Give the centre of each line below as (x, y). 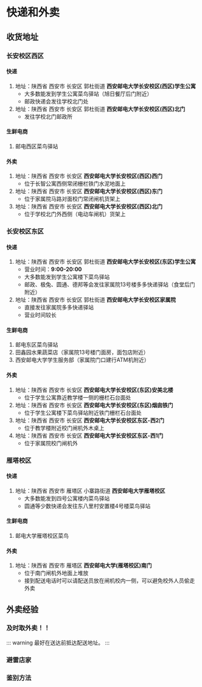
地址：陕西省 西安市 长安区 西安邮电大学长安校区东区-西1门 (89, 435)
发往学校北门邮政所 (48, 116)
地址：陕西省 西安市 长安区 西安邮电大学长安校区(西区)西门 (89, 176)
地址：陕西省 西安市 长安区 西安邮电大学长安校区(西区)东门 (89, 191)
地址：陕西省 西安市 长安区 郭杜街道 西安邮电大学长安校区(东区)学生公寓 (106, 262)
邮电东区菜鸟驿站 (37, 345)
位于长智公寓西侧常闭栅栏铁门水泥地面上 (75, 184)
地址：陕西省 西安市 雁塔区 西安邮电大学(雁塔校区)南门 (83, 565)
